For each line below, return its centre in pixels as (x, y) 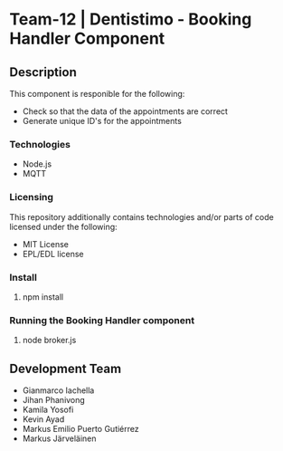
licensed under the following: (63, 226)
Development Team (66, 368)
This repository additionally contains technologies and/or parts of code (141, 216)
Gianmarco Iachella (58, 390)
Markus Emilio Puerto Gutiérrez (80, 429)
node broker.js (49, 341)
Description (43, 72)
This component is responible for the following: (97, 94)
